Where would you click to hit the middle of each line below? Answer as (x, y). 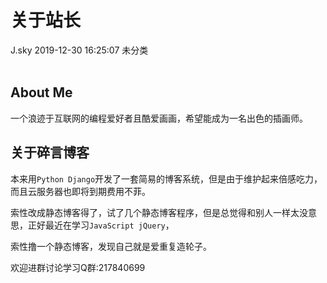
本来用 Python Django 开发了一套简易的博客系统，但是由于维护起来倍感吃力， (166, 178)
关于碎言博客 (50, 152)
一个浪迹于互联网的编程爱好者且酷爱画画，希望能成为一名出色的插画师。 (159, 118)
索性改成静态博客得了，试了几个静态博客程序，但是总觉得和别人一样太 (155, 212)
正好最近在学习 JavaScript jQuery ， (101, 225)
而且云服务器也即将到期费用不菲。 (80, 191)
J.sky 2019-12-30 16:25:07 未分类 (79, 50)
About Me (41, 92)
